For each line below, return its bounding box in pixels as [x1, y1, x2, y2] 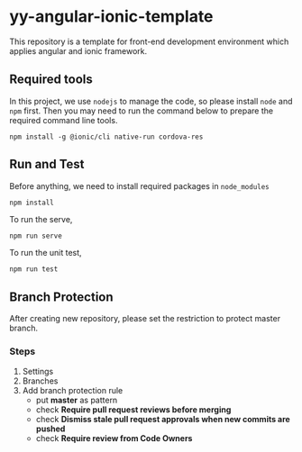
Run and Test [9, 157, 85, 172]
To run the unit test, [9, 247, 83, 258]
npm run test [9, 264, 59, 274]
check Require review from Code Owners [35, 432, 193, 443]
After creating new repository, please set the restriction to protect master [9, 313, 281, 324]
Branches [22, 375, 59, 386]
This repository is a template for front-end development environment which [9, 36, 289, 47]
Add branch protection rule [22, 384, 124, 395]
